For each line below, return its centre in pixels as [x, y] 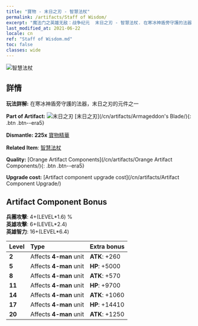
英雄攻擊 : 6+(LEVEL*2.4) [37, 224]
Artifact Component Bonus [57, 202]
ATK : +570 [105, 276]
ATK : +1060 [107, 295]
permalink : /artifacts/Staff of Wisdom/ [57, 17]
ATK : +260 [105, 257]
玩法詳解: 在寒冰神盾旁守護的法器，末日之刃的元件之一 [72, 104]
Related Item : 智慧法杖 [34, 147]
